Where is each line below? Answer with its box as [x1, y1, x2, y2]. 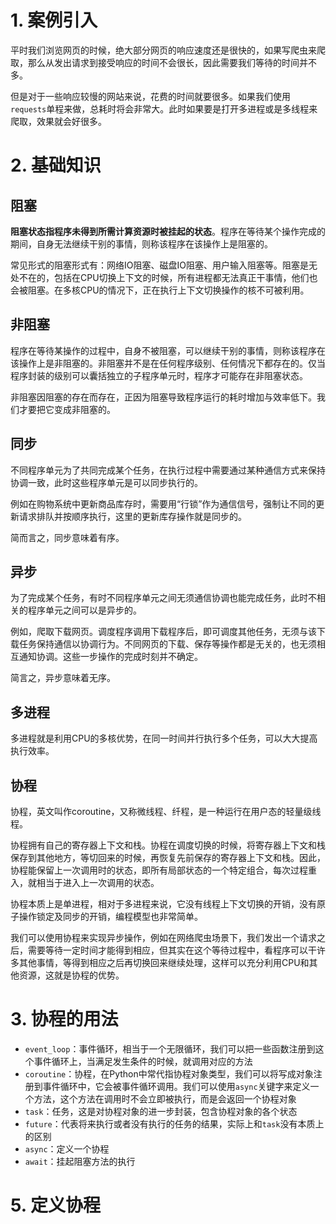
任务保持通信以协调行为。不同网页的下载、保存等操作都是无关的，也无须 [18, 638, 317, 650]
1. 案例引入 [10, 9, 98, 32]
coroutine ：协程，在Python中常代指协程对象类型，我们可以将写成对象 [24, 1067, 314, 1080]
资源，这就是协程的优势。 [18, 969, 125, 981]
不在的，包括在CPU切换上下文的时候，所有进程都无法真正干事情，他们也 [18, 271, 318, 283]
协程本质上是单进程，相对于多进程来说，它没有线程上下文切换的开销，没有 [10, 898, 317, 910]
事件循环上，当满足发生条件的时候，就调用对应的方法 [33, 1055, 253, 1067]
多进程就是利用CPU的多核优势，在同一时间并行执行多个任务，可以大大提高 [10, 732, 318, 745]
